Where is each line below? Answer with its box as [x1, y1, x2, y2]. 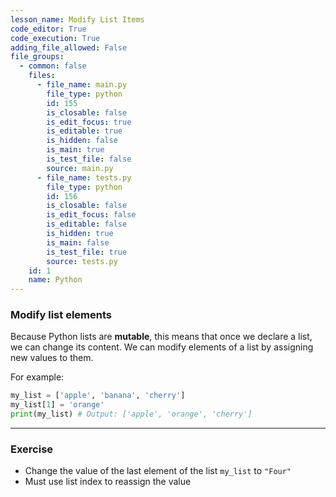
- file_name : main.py [36, 80, 128, 90]
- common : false [19, 61, 87, 71]
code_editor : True [10, 24, 87, 34]
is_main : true [46, 145, 105, 155]
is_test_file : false [46, 154, 132, 164]
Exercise [10, 442, 54, 456]
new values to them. [10, 352, 94, 364]
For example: [10, 371, 65, 383]
